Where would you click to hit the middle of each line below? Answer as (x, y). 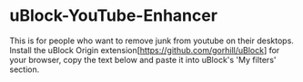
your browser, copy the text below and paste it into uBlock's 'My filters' (143, 59)
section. (25, 69)
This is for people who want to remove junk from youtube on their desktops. (151, 41)
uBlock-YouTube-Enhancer (114, 16)
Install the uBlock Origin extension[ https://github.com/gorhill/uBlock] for (145, 50)
